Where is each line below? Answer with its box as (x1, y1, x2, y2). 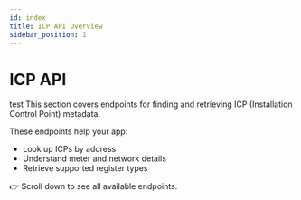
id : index (9, 13, 47, 23)
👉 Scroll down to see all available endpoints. (9, 181, 178, 192)
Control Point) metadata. (9, 109, 101, 119)
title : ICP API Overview (9, 22, 103, 31)
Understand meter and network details (22, 153, 167, 164)
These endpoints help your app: (9, 126, 128, 137)
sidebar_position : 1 (9, 30, 88, 39)
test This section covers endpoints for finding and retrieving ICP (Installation (9, 99, 293, 110)
